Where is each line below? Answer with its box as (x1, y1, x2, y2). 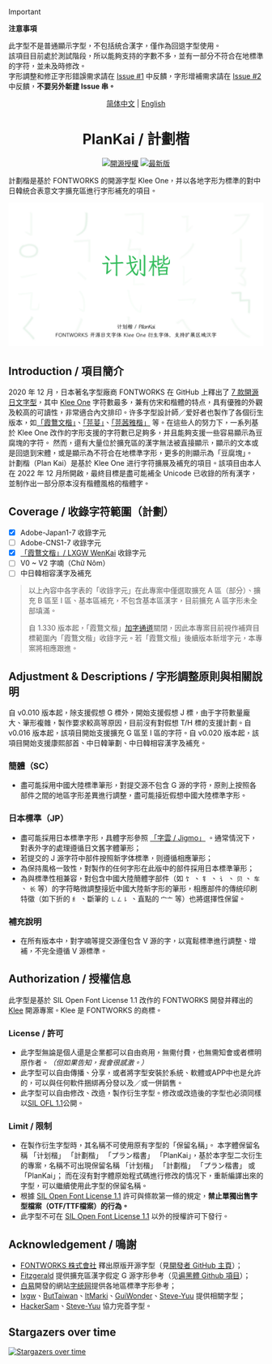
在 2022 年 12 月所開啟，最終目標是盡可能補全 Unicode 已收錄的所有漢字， (8, 468, 257, 478)
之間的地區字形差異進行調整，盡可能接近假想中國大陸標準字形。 (34, 790, 248, 800)
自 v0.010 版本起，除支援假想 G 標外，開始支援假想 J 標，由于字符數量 (8, 708, 244, 717)
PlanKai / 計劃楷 (82, 130, 190, 148)
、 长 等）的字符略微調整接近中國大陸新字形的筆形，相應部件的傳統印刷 (19, 884, 257, 893)
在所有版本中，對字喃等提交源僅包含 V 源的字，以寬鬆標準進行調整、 (19, 936, 249, 946)
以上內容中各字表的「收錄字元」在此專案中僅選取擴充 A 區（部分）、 (28, 586, 254, 596)
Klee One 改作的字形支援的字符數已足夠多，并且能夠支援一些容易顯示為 (17, 428, 257, 437)
